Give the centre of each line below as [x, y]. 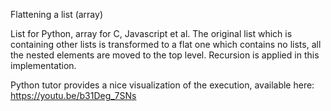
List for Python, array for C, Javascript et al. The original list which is [151, 33]
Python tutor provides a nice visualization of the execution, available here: [162, 85]
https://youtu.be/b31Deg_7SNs [73, 95]
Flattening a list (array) [57, 14]
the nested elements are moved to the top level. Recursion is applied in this [165, 55]
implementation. [43, 65]
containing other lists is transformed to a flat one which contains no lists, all [166, 44]
